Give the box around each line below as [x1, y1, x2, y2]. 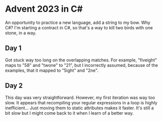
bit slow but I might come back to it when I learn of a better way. [5, 110, 134, 116]
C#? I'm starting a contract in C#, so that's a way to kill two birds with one [5, 24, 153, 30]
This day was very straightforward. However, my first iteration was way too [5, 94, 155, 101]
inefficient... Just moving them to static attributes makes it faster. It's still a [5, 105, 154, 111]
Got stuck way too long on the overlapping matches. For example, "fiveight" [5, 57, 157, 63]
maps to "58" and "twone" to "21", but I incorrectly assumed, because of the [5, 62, 158, 68]
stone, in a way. [5, 30, 36, 36]
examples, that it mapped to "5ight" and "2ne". [5, 67, 99, 73]
